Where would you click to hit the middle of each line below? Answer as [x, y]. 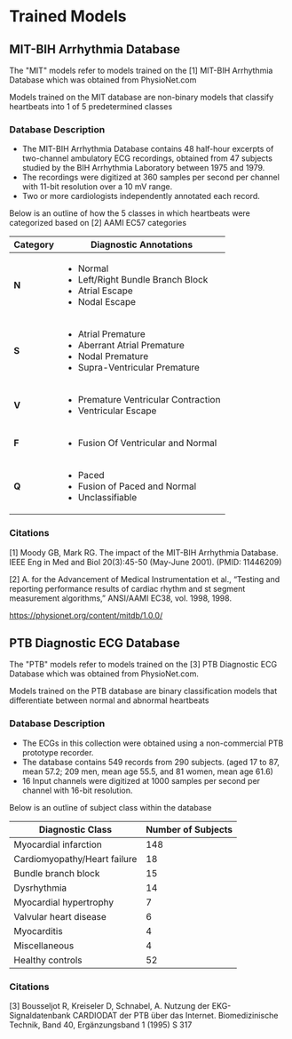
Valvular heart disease [60, 916]
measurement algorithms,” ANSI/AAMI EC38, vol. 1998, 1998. [121, 598]
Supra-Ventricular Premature [138, 368]
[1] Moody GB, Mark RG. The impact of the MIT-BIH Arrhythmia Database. [144, 552]
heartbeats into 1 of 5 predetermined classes [91, 107]
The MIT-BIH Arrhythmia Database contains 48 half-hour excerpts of [148, 149]
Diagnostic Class [75, 829]
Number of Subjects [189, 829]
